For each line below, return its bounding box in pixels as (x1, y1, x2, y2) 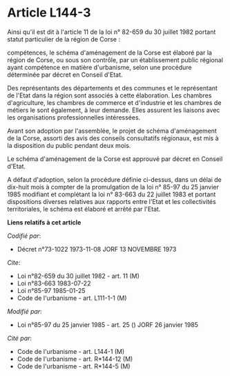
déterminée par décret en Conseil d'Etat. (7, 70, 123, 79)
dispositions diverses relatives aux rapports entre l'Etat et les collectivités (7, 197, 216, 205)
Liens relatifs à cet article (7, 218, 82, 226)
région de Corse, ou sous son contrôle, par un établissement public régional (7, 55, 223, 64)
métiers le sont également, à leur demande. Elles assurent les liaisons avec (7, 106, 220, 114)
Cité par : (7, 334, 32, 342)
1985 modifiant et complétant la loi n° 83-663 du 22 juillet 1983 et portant (7, 190, 216, 198)
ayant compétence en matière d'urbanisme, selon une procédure (7, 63, 192, 71)
